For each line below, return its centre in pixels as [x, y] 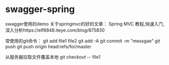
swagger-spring [40, 9]
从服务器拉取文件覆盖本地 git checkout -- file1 [53, 57]
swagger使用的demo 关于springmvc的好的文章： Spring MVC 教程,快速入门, [85, 24]
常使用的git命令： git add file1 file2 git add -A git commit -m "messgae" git [83, 41]
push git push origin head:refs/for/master [48, 46]
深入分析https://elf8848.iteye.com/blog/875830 [55, 30]
